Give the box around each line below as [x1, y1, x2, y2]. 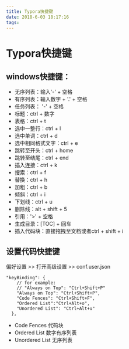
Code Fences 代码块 [14, 322, 64, 329]
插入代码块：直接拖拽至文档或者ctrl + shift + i [14, 228, 124, 235]
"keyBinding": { [6, 275, 46, 281]
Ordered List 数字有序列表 [14, 329, 77, 336]
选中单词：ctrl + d [14, 133, 58, 140]
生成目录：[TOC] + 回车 [14, 221, 72, 228]
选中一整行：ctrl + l [14, 125, 61, 132]
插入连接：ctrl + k [14, 162, 58, 169]
